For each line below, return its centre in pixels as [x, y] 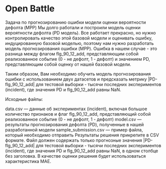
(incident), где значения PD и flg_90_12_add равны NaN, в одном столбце [82, 151]
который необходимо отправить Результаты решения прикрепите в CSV [82, 135]
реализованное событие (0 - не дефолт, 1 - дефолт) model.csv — [74, 119]
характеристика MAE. [28, 161]
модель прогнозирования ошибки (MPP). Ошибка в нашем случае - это [81, 48]
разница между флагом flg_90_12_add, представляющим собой [72, 54]
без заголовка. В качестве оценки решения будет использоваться [76, 156]
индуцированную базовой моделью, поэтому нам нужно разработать [80, 43]
